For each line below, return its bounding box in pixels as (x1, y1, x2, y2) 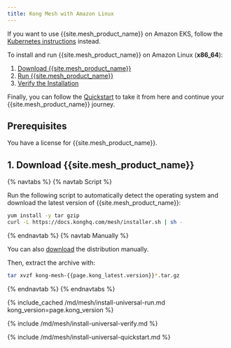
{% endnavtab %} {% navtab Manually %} (7, 232, 129, 239)
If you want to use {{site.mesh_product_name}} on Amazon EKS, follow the (7, 29, 223, 38)
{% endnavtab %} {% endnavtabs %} (7, 284, 115, 293)
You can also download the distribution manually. (7, 245, 149, 253)
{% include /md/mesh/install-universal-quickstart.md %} (7, 333, 171, 341)
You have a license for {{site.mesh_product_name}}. (7, 139, 157, 147)
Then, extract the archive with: (7, 258, 96, 267)
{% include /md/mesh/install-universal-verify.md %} (7, 319, 159, 328)
